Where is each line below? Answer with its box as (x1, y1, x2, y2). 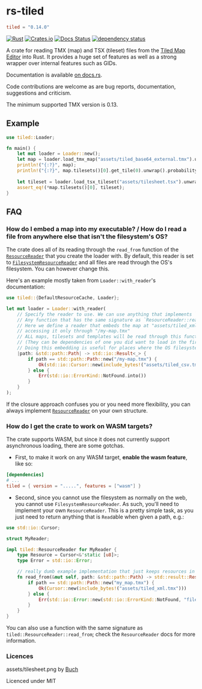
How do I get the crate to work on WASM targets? (6, 422, 153, 430)
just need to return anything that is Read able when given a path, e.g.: (14, 513, 185, 520)
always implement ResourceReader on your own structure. (6, 407, 148, 414)
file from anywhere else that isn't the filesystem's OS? (6, 232, 168, 240)
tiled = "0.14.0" (6, 24, 50, 30)
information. (6, 637, 37, 644)
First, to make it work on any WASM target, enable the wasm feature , (14, 454, 188, 461)
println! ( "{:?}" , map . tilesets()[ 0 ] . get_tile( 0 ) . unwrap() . (17, 167, 168, 173)
